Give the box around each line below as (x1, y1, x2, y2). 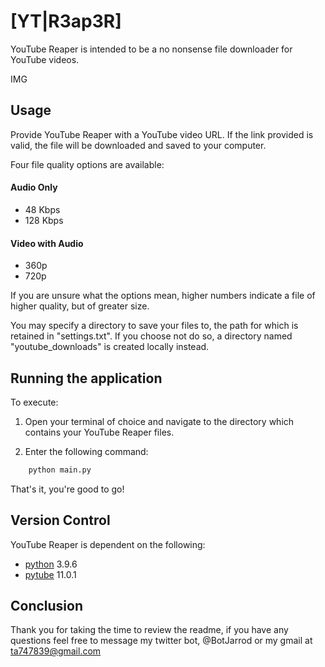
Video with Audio (10, 237, 84, 249)
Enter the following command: (24, 445, 149, 457)
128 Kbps (24, 214, 64, 226)
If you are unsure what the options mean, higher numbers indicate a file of (10, 290, 316, 302)
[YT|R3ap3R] (10, 10, 122, 33)
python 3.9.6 (24, 558, 78, 570)
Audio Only (10, 181, 58, 194)
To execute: (10, 396, 59, 408)
